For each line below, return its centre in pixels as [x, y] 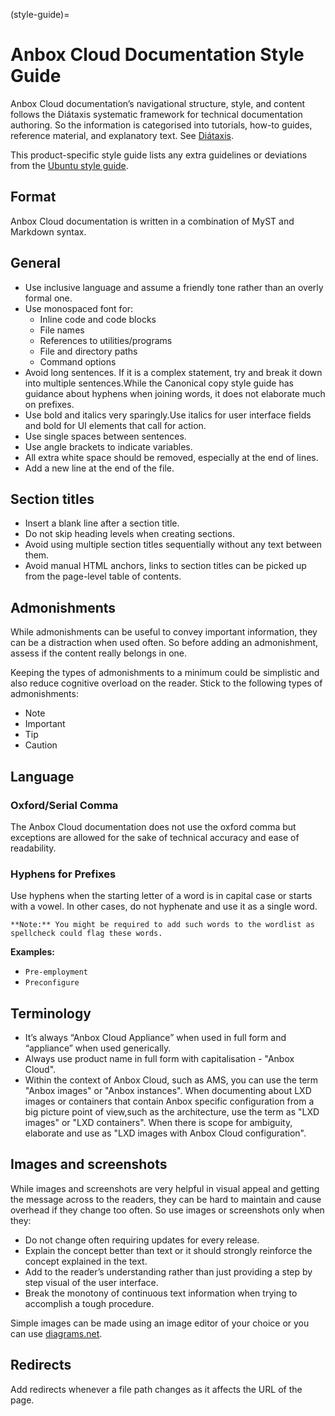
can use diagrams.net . [56, 1333]
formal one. [48, 298]
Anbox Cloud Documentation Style [157, 55]
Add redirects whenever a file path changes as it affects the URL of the [156, 1389]
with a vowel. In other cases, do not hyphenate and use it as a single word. [164, 906]
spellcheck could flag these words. [86, 934]
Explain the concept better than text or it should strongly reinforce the [168, 1250]
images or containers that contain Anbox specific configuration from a [169, 1101]
